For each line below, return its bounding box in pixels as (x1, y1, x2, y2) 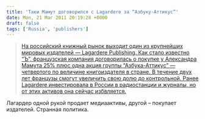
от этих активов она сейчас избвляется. (21, 87, 127, 95)
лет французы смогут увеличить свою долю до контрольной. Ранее (21, 75, 199, 82)
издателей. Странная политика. (6, 106, 89, 113)
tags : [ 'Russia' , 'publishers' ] (6, 25, 88, 32)
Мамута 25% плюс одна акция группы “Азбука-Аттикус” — (21, 62, 176, 69)
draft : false (6, 20, 40, 26)
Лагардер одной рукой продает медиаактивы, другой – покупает (6, 100, 177, 107)
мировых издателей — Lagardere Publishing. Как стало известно (21, 49, 190, 56)
